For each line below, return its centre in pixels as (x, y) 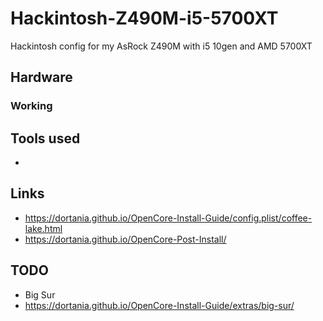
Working (31, 106)
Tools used (45, 138)
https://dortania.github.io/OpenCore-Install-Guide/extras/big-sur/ (159, 305)
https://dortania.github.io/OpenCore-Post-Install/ (125, 239)
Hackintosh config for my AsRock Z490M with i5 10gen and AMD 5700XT (161, 46)
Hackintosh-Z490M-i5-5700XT (144, 18)
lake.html (43, 228)
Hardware (41, 77)
